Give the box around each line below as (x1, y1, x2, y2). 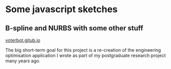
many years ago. (5, 58, 41, 64)
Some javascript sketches (5, 4, 118, 15)
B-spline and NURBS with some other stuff (5, 24, 143, 32)
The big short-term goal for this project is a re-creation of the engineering (5, 47, 161, 53)
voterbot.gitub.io (5, 37, 40, 43)
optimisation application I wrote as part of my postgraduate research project (5, 52, 166, 58)
